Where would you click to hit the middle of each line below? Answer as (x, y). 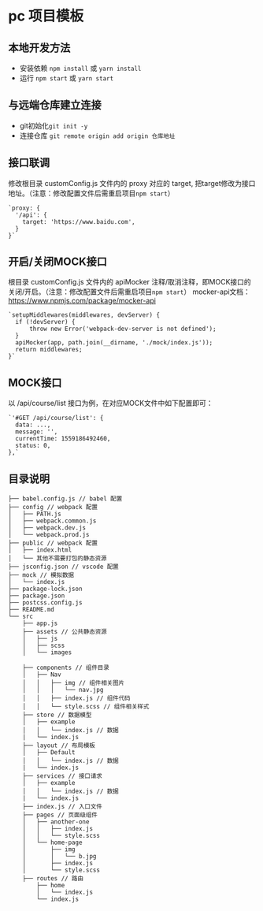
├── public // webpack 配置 (53, 543)
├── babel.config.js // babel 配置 (65, 499)
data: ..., (33, 425)
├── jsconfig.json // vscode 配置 (64, 567)
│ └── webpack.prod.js (49, 535)
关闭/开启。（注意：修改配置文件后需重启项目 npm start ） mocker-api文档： (129, 292)
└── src (21, 617)
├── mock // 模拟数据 (41, 575)
